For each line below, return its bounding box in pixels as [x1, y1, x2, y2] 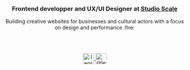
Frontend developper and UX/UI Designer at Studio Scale [12, 5, 178, 13]
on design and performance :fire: [54, 24, 135, 31]
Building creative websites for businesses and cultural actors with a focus [5, 18, 184, 25]
